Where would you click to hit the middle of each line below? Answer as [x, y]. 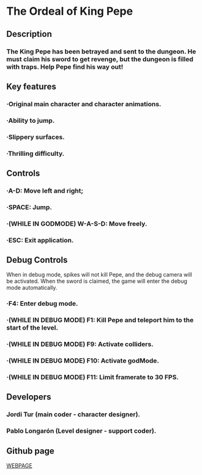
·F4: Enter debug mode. [42, 304]
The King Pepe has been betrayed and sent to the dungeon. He [101, 52]
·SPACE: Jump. [29, 207]
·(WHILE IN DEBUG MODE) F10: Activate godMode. [83, 361]
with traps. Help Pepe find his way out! [65, 67]
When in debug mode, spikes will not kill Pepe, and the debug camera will [99, 275]
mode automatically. [32, 288]
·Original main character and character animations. [84, 104]
